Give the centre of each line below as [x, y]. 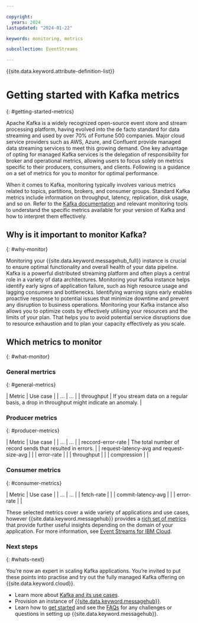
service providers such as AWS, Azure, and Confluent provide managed [94, 142]
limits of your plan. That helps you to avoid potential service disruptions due [98, 317]
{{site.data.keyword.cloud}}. [40, 583]
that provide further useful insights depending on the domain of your [90, 525]
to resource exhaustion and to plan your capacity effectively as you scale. [96, 323]
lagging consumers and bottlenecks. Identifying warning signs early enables [99, 292]
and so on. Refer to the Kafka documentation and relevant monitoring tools [97, 204]
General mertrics [31, 372]
